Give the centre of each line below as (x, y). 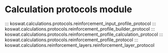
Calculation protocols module (68, 9)
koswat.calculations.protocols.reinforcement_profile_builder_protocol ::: (80, 29)
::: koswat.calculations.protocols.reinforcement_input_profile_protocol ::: (80, 23)
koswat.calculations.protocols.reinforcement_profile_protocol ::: (72, 40)
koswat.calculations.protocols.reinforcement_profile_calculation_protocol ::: (84, 34)
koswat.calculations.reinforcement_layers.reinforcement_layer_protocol (80, 45)
